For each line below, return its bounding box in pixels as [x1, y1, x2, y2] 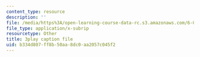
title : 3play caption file [6, 36, 73, 42]
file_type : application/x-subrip [6, 25, 89, 31]
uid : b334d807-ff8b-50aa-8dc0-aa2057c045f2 [6, 42, 116, 48]
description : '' [6, 14, 46, 20]
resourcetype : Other [6, 31, 58, 37]
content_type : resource [6, 8, 65, 15]
